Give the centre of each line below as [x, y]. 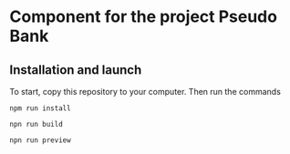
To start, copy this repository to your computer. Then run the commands [145, 92]
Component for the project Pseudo [144, 17]
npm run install [40, 108]
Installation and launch [76, 70]
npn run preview [40, 140]
